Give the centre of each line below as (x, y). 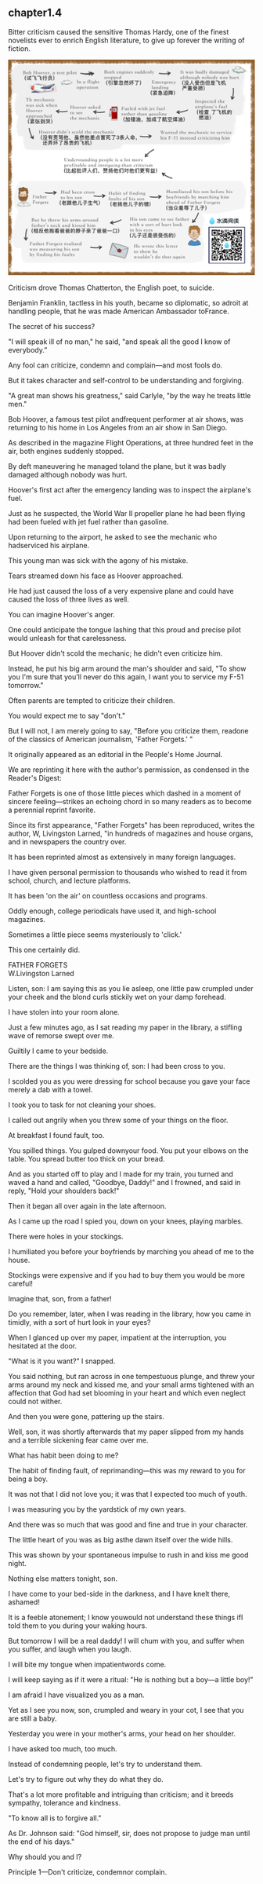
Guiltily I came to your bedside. (58, 1051)
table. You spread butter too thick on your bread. (87, 1159)
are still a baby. (32, 1718)
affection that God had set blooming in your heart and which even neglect (127, 1393)
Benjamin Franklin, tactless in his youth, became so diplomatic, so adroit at (128, 303)
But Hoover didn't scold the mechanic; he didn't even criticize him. (115, 653)
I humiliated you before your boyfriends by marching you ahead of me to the (131, 1252)
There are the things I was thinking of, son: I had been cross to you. (117, 1066)
